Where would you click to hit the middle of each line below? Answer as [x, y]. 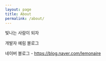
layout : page [18, 9]
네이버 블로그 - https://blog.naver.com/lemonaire [53, 53]
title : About [18, 14]
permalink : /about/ [25, 18]
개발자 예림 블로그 [22, 43]
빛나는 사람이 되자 [22, 33]
